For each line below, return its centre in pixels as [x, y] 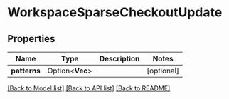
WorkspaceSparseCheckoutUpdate [115, 12]
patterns [26, 71]
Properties [31, 39]
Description [119, 59]
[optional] [163, 71]
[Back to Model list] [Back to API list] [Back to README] [89, 88]
